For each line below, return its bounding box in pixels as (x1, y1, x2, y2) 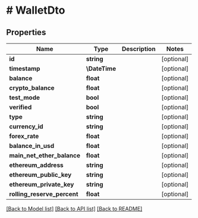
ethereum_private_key (9, 181, 74, 188)
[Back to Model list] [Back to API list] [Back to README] (6, 206, 143, 212)
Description (121, 45, 156, 53)
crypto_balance (9, 84, 55, 92)
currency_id (9, 122, 43, 131)
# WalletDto (6, 4, 65, 17)
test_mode (9, 93, 40, 102)
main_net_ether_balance (9, 151, 80, 159)
